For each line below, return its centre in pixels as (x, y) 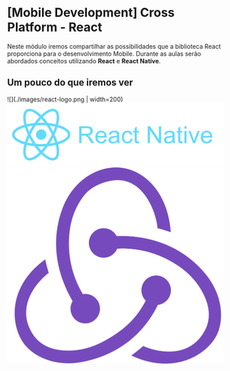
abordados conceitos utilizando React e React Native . (84, 61)
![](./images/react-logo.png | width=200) (65, 99)
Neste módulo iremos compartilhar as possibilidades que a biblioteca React (114, 46)
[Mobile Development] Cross (91, 13)
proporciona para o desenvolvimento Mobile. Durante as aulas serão (104, 54)
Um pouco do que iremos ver (70, 83)
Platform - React (55, 27)
